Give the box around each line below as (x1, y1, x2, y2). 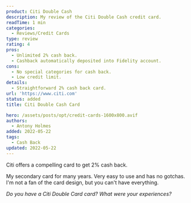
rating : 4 (6, 42, 31, 48)
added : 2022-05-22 (6, 129, 51, 135)
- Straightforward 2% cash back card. (11, 85, 107, 91)
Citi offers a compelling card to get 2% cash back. (6, 161, 128, 168)
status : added (6, 96, 41, 102)
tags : (6, 134, 19, 140)
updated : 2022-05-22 (6, 145, 57, 151)
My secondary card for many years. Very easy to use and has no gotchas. (6, 172, 185, 179)
